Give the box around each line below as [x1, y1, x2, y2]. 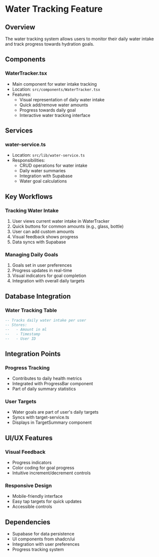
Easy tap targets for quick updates [12, 498, 82, 505]
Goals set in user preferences [12, 262, 72, 268]
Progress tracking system [12, 547, 64, 553]
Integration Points [5, 349, 61, 358]
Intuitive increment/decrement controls [12, 470, 91, 476]
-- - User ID [5, 336, 36, 341]
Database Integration [5, 292, 71, 301]
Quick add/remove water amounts [19, 102, 88, 108]
